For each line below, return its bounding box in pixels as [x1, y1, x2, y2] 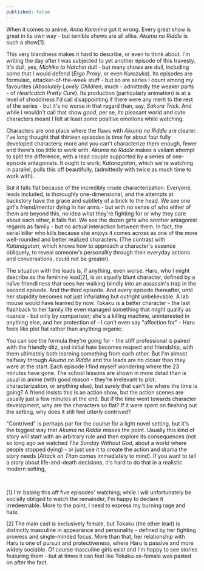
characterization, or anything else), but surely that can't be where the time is [6, 382, 198, 390]
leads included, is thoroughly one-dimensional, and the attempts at [6, 190, 174, 198]
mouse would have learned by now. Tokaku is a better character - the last [6, 299, 190, 306]
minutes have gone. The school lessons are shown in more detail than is [6, 369, 187, 376]
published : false [6, 9, 50, 15]
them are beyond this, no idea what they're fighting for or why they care [6, 209, 186, 217]
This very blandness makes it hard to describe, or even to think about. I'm [6, 50, 191, 58]
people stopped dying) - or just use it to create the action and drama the [6, 446, 187, 453]
